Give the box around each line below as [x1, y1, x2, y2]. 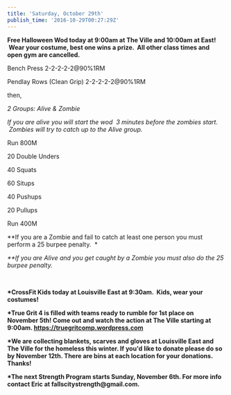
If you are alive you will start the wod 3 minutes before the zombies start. [7, 117, 219, 126]
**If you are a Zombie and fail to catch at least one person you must [7, 233, 203, 241]
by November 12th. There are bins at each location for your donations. [7, 351, 213, 360]
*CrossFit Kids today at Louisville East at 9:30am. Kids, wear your [7, 287, 203, 296]
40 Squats [7, 165, 37, 174]
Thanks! [7, 359, 32, 367]
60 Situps [7, 178, 35, 187]
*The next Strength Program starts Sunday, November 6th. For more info [7, 372, 222, 380]
